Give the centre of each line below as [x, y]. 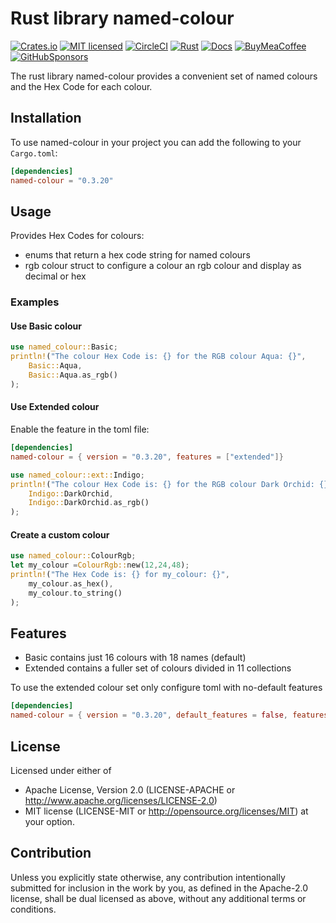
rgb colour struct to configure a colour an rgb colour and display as [163, 266]
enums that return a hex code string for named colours [137, 255]
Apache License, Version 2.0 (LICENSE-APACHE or [130, 789]
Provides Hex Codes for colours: [77, 236]
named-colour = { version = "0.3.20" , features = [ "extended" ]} [147, 457]
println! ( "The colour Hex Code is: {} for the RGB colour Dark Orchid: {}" [171, 484]
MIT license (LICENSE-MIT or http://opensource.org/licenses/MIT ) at [166, 811]
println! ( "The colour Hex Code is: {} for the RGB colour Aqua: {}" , [158, 357]
